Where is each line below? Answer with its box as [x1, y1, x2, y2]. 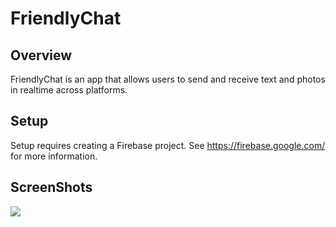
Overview [10, 47, 73, 64]
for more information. [10, 150, 98, 162]
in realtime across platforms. [10, 84, 128, 96]
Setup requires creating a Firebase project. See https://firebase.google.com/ [10, 139, 326, 151]
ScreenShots [10, 179, 93, 196]
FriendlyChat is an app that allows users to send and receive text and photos [10, 73, 326, 85]
